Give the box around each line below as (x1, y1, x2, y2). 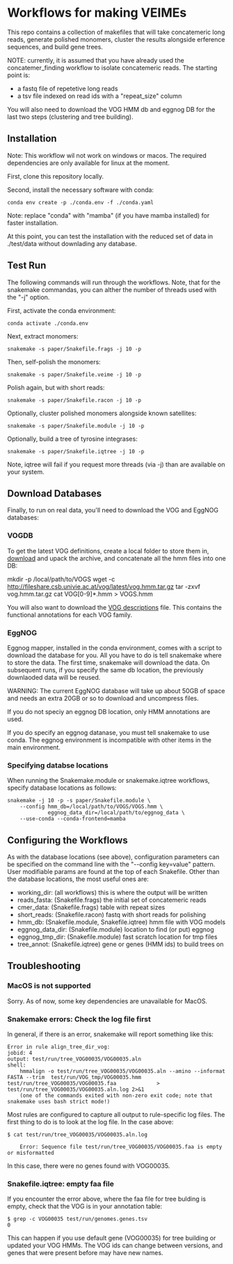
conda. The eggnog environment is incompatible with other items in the (7, 736, 212, 744)
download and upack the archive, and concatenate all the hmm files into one (7, 554, 226, 562)
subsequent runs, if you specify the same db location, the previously (7, 665, 204, 674)
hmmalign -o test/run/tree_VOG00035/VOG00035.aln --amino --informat (19, 1068, 226, 1075)
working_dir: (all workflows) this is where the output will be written (17, 889, 208, 897)
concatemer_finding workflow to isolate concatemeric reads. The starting (7, 63, 218, 72)
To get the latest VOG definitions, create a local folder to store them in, (7, 546, 209, 555)
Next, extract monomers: (7, 332, 79, 340)
